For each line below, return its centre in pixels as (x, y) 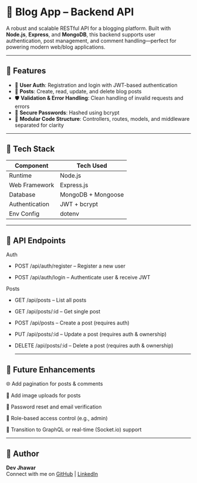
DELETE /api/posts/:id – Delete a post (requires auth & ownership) (94, 346)
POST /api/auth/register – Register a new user (70, 266)
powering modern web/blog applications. (56, 47)
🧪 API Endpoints (36, 240)
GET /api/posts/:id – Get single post (57, 312)
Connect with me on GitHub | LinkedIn (52, 474)
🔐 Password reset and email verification (54, 407)
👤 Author (23, 453)
